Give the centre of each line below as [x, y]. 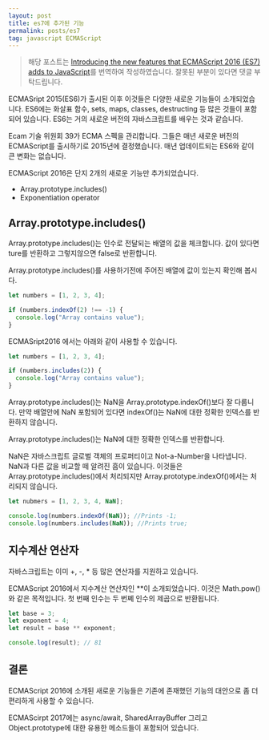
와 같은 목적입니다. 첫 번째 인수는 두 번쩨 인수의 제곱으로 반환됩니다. [114, 598]
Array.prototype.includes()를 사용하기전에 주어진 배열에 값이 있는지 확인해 [125, 270]
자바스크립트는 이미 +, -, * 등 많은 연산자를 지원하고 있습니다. [103, 571]
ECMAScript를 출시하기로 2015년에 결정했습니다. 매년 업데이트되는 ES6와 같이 [131, 146]
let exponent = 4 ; [39, 621]
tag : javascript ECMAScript [55, 38]
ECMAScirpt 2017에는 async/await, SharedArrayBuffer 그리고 [108, 718]
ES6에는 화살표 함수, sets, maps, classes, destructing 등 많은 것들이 [134, 109]
